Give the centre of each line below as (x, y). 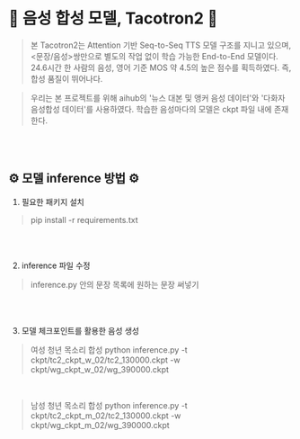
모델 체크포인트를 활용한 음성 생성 (80, 330)
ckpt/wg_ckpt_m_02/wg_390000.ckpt (100, 425)
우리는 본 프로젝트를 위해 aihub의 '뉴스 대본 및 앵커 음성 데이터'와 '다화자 (158, 98)
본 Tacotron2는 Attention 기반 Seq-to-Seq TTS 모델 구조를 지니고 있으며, (161, 45)
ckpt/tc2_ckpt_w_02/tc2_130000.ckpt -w (105, 360)
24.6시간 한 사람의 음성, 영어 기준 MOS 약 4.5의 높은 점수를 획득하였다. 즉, (161, 67)
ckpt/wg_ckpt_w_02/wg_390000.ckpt (100, 369)
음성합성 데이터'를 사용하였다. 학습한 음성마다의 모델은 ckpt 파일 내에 (151, 109)
